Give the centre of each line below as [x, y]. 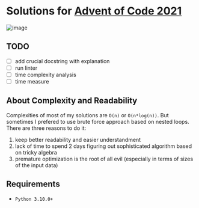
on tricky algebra [36, 152]
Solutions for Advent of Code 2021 [94, 11]
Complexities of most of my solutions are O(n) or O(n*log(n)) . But [87, 115]
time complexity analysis [45, 75]
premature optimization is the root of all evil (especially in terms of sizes [104, 159]
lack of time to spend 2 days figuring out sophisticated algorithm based [103, 146]
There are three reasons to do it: [46, 128]
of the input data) [36, 165]
